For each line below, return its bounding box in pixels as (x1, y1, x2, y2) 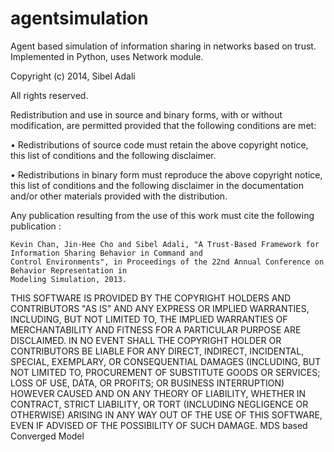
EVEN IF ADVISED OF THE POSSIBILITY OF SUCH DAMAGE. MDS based (10, 419, 308, 431)
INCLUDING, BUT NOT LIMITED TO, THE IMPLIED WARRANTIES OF (10, 313, 288, 325)
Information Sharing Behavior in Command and (10, 248, 203, 258)
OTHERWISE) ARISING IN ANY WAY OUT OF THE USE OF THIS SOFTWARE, (10, 408, 323, 421)
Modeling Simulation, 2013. (10, 274, 128, 284)
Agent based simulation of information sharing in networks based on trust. (10, 40, 317, 52)
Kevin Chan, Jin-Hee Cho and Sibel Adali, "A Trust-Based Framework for (10, 239, 320, 249)
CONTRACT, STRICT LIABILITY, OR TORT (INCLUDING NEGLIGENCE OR (10, 398, 309, 410)
